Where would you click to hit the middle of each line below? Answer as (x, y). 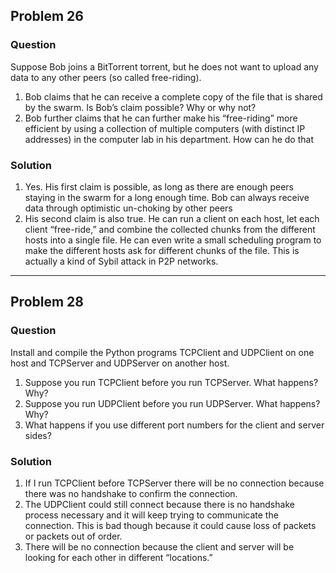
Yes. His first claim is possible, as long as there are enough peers (159, 186)
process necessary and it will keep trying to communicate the (151, 515)
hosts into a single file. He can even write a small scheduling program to (173, 240)
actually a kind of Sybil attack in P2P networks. (121, 261)
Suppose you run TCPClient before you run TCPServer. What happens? (171, 382)
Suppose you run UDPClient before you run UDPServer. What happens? (172, 403)
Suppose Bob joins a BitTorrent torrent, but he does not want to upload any (164, 66)
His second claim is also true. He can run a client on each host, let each (172, 218)
